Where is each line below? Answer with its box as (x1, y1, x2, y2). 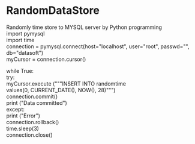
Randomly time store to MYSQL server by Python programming (6, 23, 162, 31)
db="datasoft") (6, 49, 44, 56)
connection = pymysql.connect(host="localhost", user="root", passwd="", (6, 43, 190, 50)
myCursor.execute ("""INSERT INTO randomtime (6, 80, 127, 87)
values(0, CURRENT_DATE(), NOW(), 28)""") (6, 86, 116, 93)
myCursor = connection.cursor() (6, 55, 86, 63)
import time (6, 36, 35, 43)
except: (6, 105, 25, 113)
